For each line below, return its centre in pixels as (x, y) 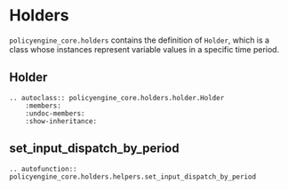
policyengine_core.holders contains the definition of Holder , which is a (139, 40)
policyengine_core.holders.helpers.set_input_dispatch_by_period (132, 177)
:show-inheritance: (61, 121)
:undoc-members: (56, 113)
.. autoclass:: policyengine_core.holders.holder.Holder (117, 98)
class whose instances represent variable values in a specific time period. (144, 49)
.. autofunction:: (43, 169)
